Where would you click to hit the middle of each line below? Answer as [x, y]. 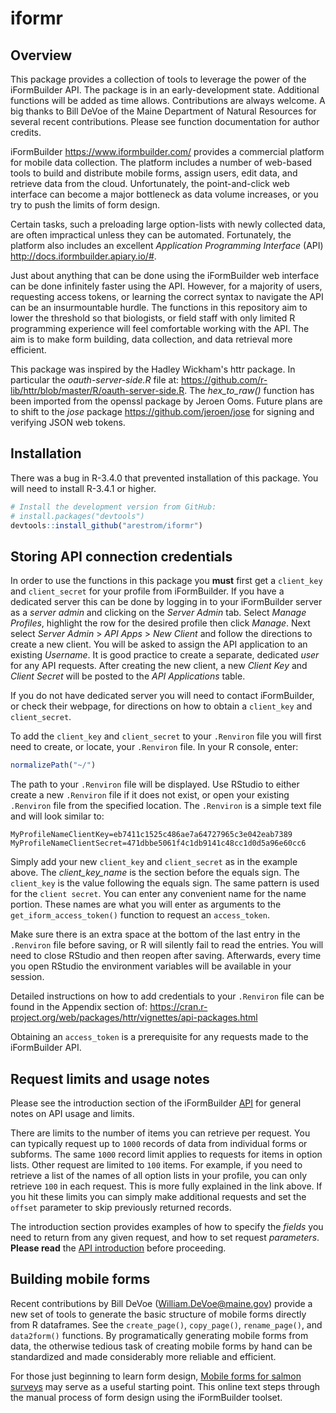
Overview [41, 55]
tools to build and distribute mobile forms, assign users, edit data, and [154, 173]
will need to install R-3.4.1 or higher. [83, 488]
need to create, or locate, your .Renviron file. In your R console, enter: [154, 747]
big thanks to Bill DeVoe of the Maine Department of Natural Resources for [163, 111]
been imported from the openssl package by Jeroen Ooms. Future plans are [166, 401]
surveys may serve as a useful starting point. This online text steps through [165, 1386]
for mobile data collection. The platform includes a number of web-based [161, 162]
